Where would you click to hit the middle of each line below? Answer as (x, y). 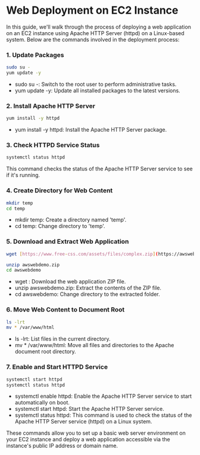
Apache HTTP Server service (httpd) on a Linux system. (83, 422)
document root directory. (45, 351)
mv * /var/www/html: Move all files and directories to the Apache (94, 345)
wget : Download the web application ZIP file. (70, 282)
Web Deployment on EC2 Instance (92, 10)
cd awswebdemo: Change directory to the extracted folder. (87, 294)
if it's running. (23, 175)
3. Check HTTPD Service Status (53, 145)
